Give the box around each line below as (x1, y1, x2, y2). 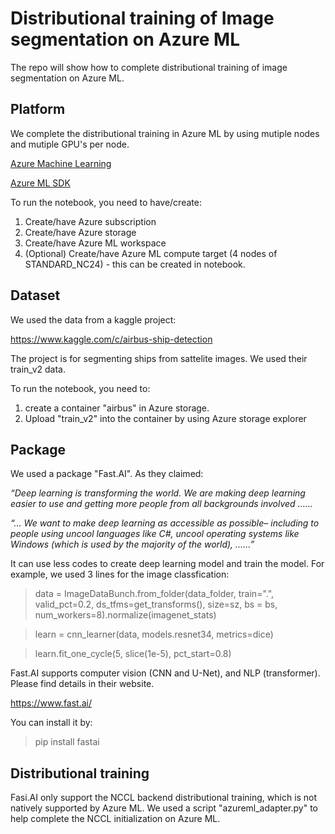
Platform (10, 101, 66, 118)
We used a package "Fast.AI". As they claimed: (10, 468, 204, 480)
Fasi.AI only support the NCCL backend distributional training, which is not (10, 792, 318, 804)
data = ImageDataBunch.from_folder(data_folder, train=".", (34, 588, 275, 600)
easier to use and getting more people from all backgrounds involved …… (10, 498, 313, 510)
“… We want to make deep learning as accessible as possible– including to (10, 517, 320, 529)
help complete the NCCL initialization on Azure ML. (10, 813, 221, 825)
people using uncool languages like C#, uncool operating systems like (10, 528, 300, 540)
